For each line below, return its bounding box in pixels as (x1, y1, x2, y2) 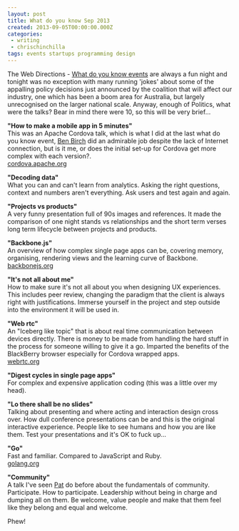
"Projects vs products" (7, 202, 77, 210)
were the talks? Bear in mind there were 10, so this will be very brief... (7, 108, 211, 116)
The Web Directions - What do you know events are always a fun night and (7, 69, 228, 78)
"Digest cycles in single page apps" (7, 371, 116, 379)
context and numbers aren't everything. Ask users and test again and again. (7, 188, 230, 197)
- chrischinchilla (10, 43, 66, 51)
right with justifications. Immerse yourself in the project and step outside (7, 297, 220, 306)
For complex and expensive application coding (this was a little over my (7, 378, 218, 387)
